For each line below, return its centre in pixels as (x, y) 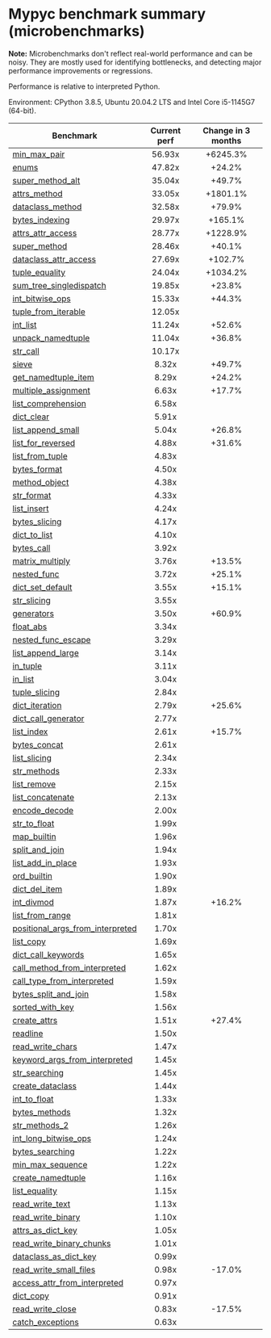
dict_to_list (33, 535)
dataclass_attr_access (54, 259)
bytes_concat (38, 744)
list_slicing (32, 757)
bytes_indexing (41, 220)
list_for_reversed (44, 443)
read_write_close (44, 1309)
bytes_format (38, 469)
